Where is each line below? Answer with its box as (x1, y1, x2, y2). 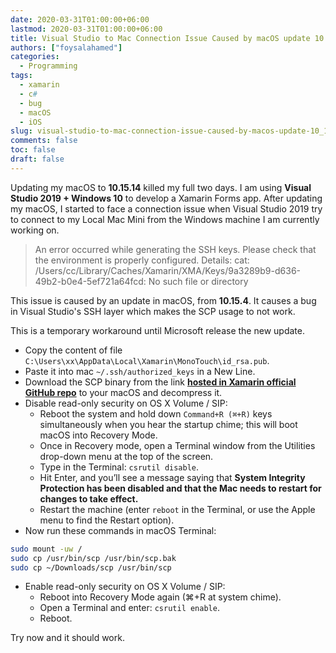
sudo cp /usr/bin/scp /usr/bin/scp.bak (10, 553, 177, 563)
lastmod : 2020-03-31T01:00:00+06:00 (10, 24, 163, 34)
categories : (10, 52, 60, 62)
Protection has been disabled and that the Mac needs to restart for (39, 482, 322, 494)
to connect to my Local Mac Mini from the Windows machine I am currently (10, 213, 320, 225)
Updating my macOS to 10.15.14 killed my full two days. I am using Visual (10, 181, 312, 193)
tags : (10, 71, 33, 81)
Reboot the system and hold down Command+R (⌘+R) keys (39, 407, 273, 420)
